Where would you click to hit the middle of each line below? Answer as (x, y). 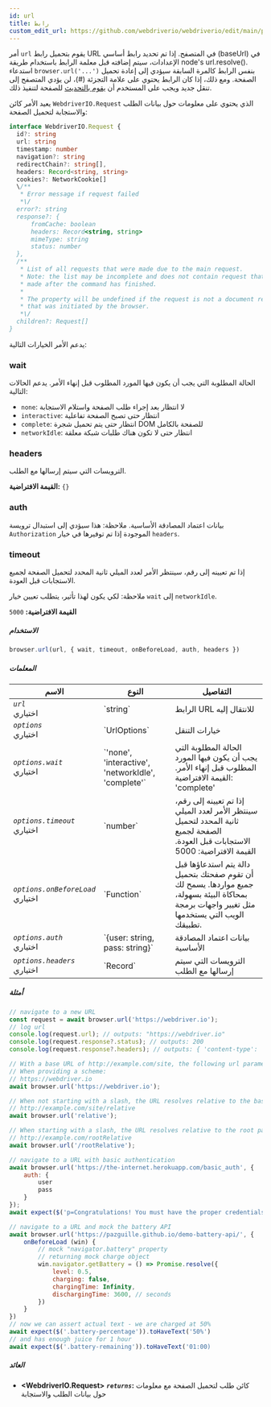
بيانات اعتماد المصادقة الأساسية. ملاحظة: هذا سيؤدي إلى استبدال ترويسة (117, 525)
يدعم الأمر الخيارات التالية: (48, 344)
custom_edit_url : (38, 31)
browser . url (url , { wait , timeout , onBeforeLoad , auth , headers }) (125, 650)
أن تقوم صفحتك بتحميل (214, 874)
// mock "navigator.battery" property (103, 1249)
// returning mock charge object (94, 1257)
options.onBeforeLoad (54, 889)
